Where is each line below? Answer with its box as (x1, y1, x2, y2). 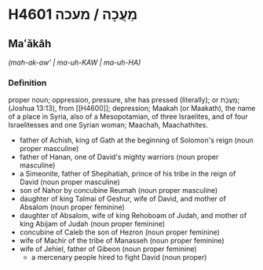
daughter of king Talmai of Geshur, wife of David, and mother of (19, 194, 226, 204)
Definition (8, 77, 47, 88)
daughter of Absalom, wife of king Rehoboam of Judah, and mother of (19, 211, 247, 220)
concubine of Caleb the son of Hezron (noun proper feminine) (19, 227, 220, 237)
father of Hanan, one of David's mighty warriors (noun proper (19, 152, 219, 162)
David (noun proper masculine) (19, 177, 120, 187)
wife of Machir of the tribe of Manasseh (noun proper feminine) (19, 236, 225, 246)
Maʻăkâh (8, 37, 52, 50)
